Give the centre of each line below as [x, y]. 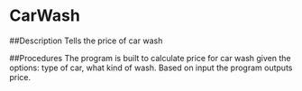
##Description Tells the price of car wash [86, 41]
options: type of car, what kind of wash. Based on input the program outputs [151, 68]
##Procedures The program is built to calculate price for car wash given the [150, 58]
